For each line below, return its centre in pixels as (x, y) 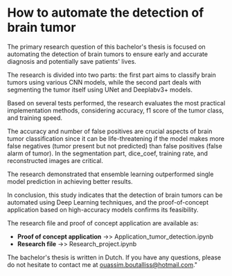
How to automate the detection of (106, 13)
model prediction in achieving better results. (70, 181)
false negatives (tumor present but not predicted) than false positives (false (115, 146)
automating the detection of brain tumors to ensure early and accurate (108, 54)
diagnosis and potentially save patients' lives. (72, 61)
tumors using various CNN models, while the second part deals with (104, 82)
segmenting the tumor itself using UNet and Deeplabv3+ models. (100, 89)
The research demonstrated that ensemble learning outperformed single (110, 174)
